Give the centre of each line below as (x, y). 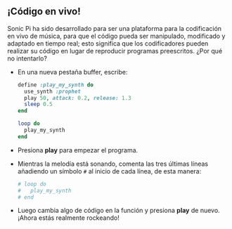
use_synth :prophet (52, 91)
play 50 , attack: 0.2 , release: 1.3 (78, 98)
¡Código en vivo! (44, 12)
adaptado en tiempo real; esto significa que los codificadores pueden (108, 43)
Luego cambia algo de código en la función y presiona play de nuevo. (118, 211)
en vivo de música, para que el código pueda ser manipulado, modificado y (116, 36)
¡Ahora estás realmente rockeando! (68, 218)
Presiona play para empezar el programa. (78, 150)
